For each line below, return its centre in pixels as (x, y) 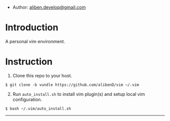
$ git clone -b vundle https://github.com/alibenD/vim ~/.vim (72, 85)
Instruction (29, 62)
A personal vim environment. (35, 41)
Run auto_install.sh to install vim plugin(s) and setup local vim (79, 94)
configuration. (27, 99)
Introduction (32, 28)
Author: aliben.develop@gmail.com (49, 7)
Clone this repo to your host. (42, 75)
